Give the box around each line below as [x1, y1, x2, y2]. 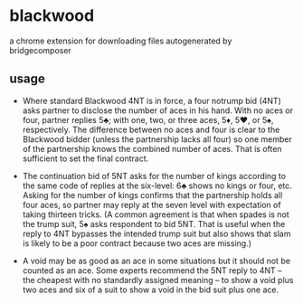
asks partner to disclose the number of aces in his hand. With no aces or [22, 105, 294, 116]
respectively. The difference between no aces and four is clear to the [22, 124, 280, 135]
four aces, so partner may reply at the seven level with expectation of [22, 199, 282, 210]
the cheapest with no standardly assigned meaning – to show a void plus [22, 274, 294, 285]
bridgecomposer [9, 44, 72, 55]
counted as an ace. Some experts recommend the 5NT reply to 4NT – [22, 264, 282, 276]
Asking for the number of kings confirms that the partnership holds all [22, 189, 283, 200]
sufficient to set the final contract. [22, 153, 149, 164]
